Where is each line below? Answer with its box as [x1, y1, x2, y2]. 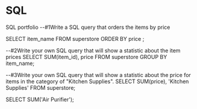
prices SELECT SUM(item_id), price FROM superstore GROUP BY [5, 53, 167, 60]
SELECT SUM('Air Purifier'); [5, 96, 75, 103]
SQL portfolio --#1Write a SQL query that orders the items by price [5, 23, 170, 31]
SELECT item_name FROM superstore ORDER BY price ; [5, 35, 145, 42]
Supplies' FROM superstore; [5, 84, 76, 91]
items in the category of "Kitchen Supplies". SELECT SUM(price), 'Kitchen [5, 78, 189, 85]
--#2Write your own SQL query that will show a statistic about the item [5, 46, 181, 54]
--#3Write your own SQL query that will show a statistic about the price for [5, 71, 191, 78]
